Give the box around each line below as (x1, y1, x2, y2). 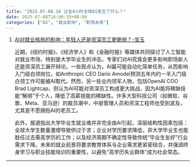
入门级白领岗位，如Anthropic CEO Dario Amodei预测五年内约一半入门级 (14, 71, 187, 78)
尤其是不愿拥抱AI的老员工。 (14, 107, 82, 114)
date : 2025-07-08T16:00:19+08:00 (6, 14, 87, 20)
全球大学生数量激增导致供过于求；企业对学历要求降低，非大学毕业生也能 (14, 127, 188, 134)
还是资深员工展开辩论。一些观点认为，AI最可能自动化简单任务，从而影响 (14, 63, 188, 70)
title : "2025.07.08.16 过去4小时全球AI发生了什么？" (6, 8, 127, 15)
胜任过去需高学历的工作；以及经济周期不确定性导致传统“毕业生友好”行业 (14, 134, 188, 141)
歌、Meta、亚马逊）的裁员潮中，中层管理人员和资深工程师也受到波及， (14, 100, 185, 107)
